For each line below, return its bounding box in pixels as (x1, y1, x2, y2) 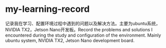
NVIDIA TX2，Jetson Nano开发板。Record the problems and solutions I (5, 26, 153, 33)
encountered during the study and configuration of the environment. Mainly (5, 32, 161, 38)
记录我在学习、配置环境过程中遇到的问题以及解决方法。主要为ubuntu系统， (5, 20, 160, 26)
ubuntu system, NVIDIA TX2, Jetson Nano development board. (5, 37, 135, 43)
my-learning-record (5, 3, 90, 15)
